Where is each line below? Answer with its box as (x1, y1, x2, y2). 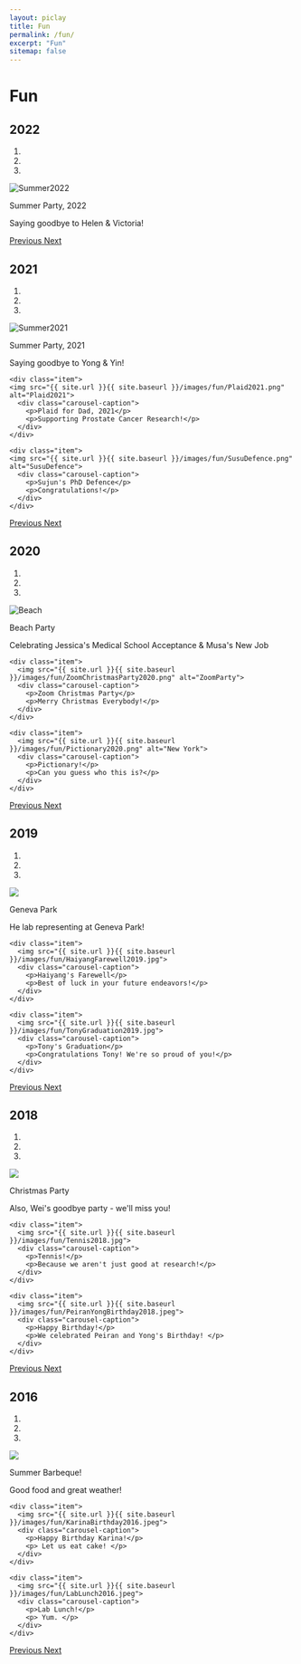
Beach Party (9, 622, 56, 633)
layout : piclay (9, 13, 67, 23)
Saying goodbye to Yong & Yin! (9, 357, 125, 368)
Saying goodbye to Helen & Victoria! (9, 218, 145, 229)
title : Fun (9, 22, 51, 31)
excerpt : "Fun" (9, 38, 67, 48)
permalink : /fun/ (9, 30, 75, 39)
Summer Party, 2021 (9, 339, 86, 350)
